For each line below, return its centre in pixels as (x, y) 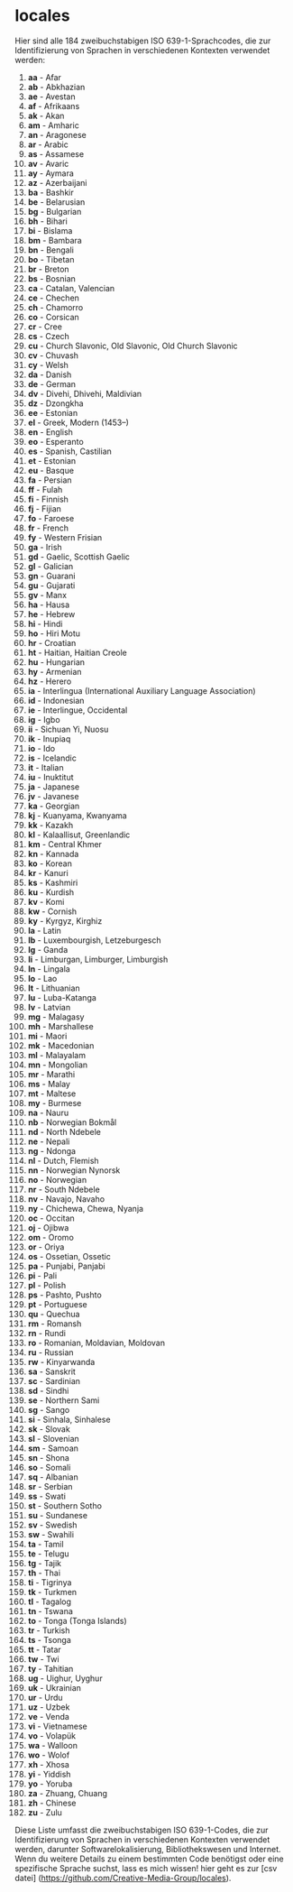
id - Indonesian (56, 700)
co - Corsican (53, 317)
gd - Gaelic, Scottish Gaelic (78, 557)
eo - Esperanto (55, 441)
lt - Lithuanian (54, 988)
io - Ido (41, 748)
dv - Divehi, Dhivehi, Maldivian (85, 393)
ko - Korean (50, 863)
